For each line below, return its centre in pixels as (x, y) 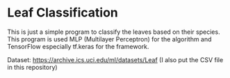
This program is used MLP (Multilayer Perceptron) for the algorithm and (109, 39)
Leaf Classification (63, 13)
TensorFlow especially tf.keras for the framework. (78, 46)
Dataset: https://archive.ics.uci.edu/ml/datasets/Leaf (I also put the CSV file (115, 59)
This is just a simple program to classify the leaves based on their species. (114, 32)
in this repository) (32, 67)
